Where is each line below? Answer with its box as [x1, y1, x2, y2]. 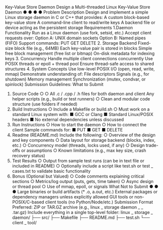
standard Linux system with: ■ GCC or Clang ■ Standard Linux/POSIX [12, 112, 153, 117]
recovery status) [12, 153, 45, 158]
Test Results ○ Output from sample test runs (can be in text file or [12, 158, 145, 164]
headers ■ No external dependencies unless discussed [12, 116, 124, 122]
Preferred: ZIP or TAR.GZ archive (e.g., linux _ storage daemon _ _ [12, 204, 144, 210]
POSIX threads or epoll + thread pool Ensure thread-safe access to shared [5, 61, 154, 66]
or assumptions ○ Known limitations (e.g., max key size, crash [21, 148, 146, 153]
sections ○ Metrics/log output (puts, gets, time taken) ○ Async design [12, 179, 154, 184]
